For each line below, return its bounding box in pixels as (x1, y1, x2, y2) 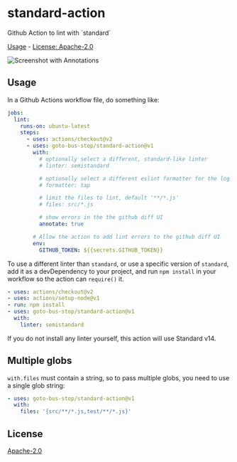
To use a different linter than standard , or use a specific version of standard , (7, 259, 229, 268)
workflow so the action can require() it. (7, 274, 124, 283)
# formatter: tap (38, 181, 91, 189)
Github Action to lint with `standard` (7, 28, 111, 37)
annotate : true (38, 220, 84, 227)
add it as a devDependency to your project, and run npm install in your (7, 267, 216, 275)
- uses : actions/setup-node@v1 (7, 295, 100, 302)
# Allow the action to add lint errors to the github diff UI (33, 233, 221, 240)
